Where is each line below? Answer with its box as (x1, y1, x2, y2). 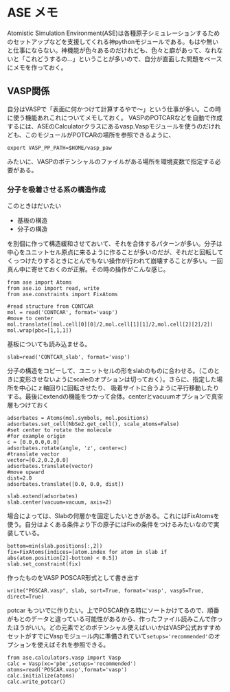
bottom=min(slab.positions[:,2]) (7, 543, 103, 550)
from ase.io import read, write (7, 285, 100, 292)
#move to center (7, 315, 54, 322)
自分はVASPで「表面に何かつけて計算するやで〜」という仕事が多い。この (7, 104, 216, 113)
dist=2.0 (7, 475, 32, 482)
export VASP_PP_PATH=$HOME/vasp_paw (7, 144, 112, 151)
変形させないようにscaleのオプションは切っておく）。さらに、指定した (19, 375, 218, 383)
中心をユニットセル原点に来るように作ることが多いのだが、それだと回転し (7, 248, 218, 256)
